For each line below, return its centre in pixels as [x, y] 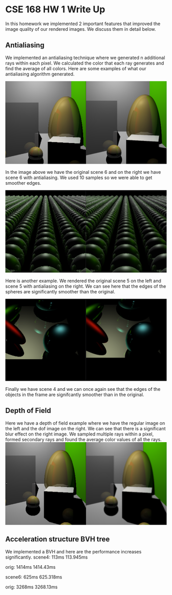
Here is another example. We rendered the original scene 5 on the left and [83, 281]
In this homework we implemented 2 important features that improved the [83, 24]
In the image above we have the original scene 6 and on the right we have [83, 172]
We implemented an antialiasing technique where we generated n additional [85, 57]
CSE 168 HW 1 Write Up [55, 9]
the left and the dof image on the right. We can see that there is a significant [85, 428]
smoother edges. [23, 183]
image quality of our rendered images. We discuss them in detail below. [81, 29]
